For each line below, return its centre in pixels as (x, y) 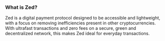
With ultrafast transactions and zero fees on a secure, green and (71, 28)
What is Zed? (21, 7)
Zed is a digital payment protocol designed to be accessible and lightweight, (83, 18)
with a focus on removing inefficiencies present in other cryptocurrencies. (81, 23)
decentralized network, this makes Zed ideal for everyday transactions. (77, 34)
